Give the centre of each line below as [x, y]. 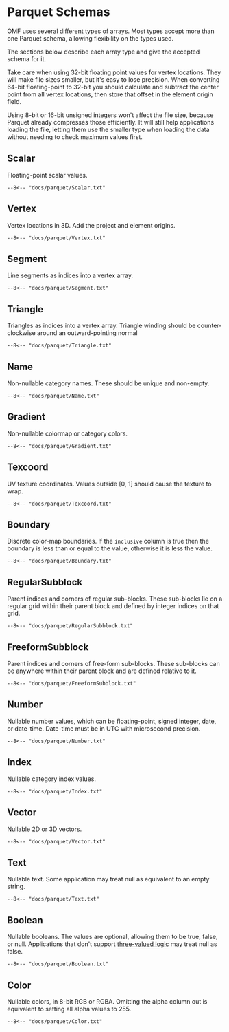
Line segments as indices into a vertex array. [70, 275]
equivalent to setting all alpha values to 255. [69, 1009]
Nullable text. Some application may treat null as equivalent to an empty [108, 879]
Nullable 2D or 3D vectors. [45, 829]
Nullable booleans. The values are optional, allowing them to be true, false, [112, 937]
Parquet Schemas [59, 12]
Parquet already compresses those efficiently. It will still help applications [111, 122]
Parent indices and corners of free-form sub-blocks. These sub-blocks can [114, 664]
